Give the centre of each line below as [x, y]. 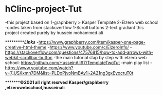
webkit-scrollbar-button [29, 57]
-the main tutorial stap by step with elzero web [100, 57]
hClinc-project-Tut [43, 9]
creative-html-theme [26, 47]
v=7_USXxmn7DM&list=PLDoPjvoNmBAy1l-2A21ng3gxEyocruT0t [69, 73]
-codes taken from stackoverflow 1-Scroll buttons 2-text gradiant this [74, 27]
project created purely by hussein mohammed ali [54, 32]
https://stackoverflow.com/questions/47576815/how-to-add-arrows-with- [79, 52]
